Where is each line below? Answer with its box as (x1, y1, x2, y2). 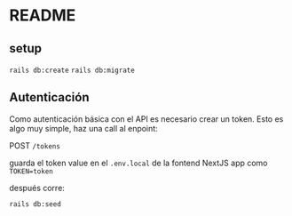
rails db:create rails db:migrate (9, 66, 135, 75)
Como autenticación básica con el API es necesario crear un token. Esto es (9, 113, 284, 124)
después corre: (9, 182, 65, 193)
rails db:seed (9, 199, 62, 209)
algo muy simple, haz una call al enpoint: (9, 123, 158, 133)
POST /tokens (9, 140, 60, 151)
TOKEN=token (9, 166, 53, 176)
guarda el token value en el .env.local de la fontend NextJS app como (9, 157, 268, 168)
